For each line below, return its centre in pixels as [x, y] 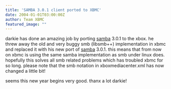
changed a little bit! [26, 71]
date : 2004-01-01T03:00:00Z [35, 15]
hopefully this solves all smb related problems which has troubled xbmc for [84, 60]
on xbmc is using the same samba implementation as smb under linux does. [85, 55]
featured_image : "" [26, 24]
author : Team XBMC [25, 19]
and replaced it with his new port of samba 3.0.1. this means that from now [83, 49]
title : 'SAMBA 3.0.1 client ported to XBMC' [53, 10]
